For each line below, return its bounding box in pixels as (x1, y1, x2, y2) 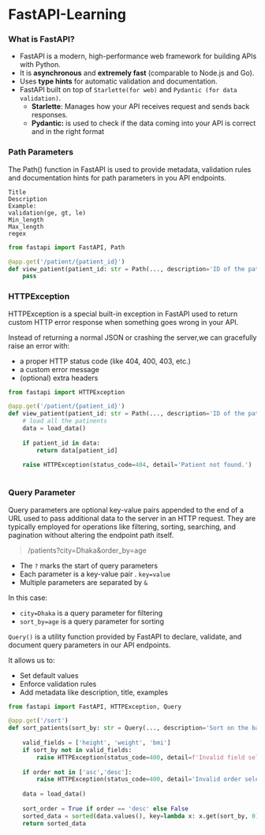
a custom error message (19, 364, 100, 374)
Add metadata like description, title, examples (19, 688, 168, 697)
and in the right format (31, 127, 105, 136)
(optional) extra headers (19, 373, 99, 382)
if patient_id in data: (22, 439, 101, 447)
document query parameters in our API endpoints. (8, 640, 171, 650)
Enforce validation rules (19, 679, 97, 688)
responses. (31, 110, 69, 120)
